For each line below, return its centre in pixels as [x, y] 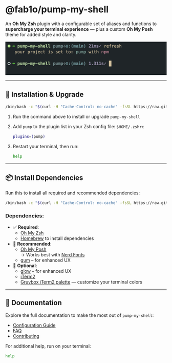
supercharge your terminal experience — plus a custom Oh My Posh [79, 29]
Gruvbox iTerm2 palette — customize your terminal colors [81, 282]
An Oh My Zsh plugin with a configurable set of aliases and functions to [81, 24]
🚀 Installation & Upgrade [45, 94]
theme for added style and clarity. [41, 34]
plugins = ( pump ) [29, 136]
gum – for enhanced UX [45, 260]
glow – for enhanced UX [46, 271]
